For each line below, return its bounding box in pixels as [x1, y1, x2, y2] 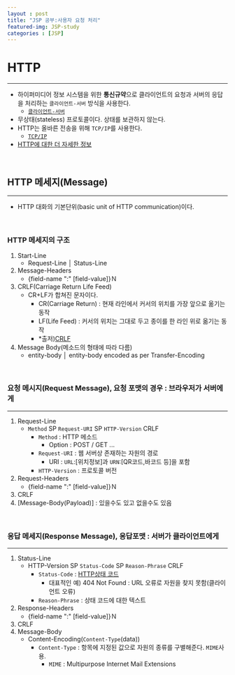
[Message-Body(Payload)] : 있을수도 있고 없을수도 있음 [17, 498, 173, 507]
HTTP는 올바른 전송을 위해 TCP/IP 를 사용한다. [17, 124, 143, 133]
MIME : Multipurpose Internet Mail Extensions [48, 660, 176, 668]
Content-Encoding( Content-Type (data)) [27, 634, 141, 643]
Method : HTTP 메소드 [38, 433, 98, 441]
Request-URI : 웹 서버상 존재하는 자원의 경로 [38, 449, 159, 457]
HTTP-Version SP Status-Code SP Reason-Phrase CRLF [27, 561, 184, 569]
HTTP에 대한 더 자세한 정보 [17, 140, 92, 149]
